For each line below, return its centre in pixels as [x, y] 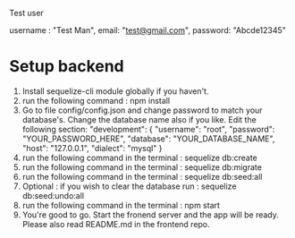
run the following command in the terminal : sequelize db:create [139, 157]
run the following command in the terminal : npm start [121, 205]
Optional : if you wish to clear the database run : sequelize [129, 186]
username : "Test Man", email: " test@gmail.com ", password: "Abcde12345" [147, 30]
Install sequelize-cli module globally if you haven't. [115, 91]
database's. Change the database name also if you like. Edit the [139, 119]
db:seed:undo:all [53, 195]
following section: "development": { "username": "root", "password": [148, 129]
